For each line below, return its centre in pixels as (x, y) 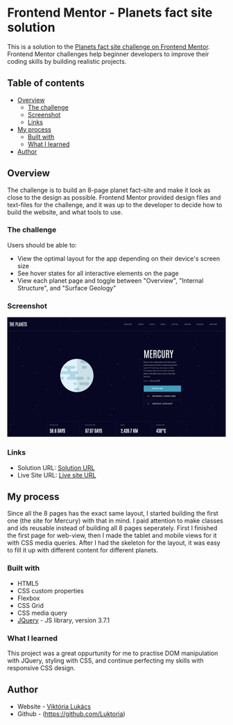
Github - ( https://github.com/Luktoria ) (71, 714)
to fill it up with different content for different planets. (83, 550)
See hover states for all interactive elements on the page (98, 273)
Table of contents (46, 84)
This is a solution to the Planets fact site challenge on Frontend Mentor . (109, 46)
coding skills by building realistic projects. (67, 61)
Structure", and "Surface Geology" (67, 288)
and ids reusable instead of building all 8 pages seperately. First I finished (112, 528)
